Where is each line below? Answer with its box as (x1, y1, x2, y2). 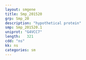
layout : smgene (5, 7, 36, 12)
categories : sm (5, 47, 36, 52)
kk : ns (5, 43, 18, 48)
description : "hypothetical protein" (5, 20, 82, 26)
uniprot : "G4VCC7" (5, 30, 42, 34)
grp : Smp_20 (5, 16, 29, 21)
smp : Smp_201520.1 (5, 25, 42, 30)
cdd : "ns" (5, 39, 25, 44)
